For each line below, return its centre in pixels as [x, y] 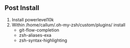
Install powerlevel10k [33, 19]
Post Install [22, 8]
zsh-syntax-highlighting [43, 40]
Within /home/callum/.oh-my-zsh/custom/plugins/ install [68, 25]
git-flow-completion [39, 30]
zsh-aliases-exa [35, 35]
